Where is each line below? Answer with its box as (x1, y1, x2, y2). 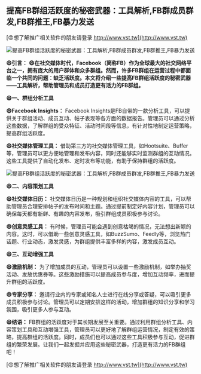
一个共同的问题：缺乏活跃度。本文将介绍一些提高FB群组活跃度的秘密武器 (11, 74, 191, 81)
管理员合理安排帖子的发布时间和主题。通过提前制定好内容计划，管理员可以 (11, 203, 195, 210)
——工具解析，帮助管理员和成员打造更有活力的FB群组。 (6, 81, 144, 88)
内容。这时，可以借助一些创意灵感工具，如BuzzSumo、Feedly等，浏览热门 (6, 230, 191, 237)
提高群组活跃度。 (6, 129, 48, 136)
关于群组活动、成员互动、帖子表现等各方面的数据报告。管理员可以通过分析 (11, 114, 195, 121)
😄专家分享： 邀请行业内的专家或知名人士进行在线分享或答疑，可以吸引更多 (6, 290, 191, 298)
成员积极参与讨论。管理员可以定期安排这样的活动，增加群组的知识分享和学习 (6, 298, 195, 305)
